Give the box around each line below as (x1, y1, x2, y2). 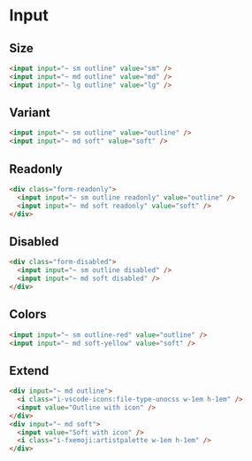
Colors (9, 307, 47, 322)
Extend (9, 363, 50, 378)
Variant (9, 105, 50, 121)
